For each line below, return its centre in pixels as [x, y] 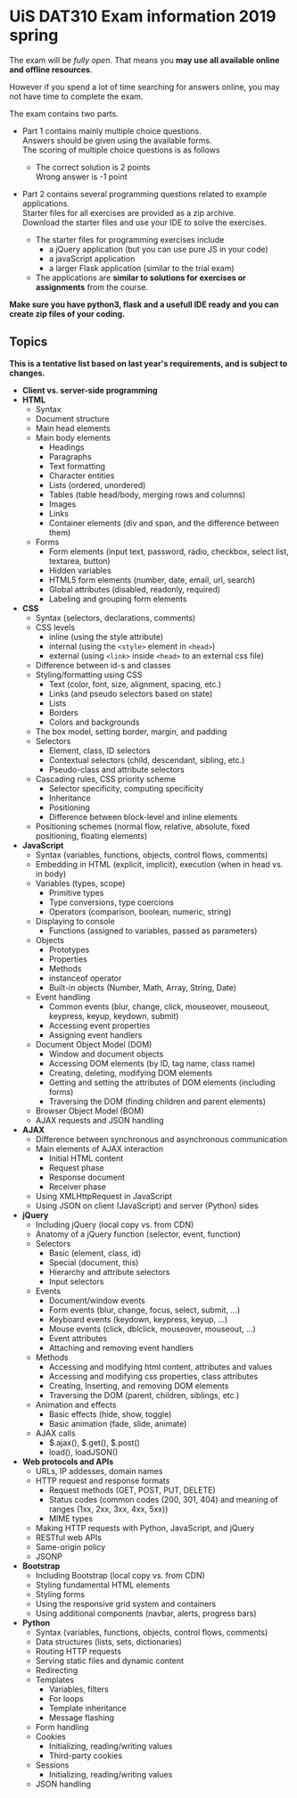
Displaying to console [75, 921]
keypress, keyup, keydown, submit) [114, 1015]
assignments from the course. [92, 286]
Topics [29, 342]
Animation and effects [76, 1404]
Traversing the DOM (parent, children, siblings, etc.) [144, 1395]
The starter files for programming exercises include [130, 239]
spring [34, 35]
